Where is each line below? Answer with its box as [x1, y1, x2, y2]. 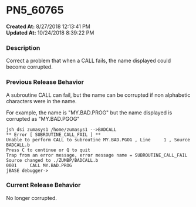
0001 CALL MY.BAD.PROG [6, 162, 72, 168]
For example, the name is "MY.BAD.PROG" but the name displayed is [6, 109, 173, 116]
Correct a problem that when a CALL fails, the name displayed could [6, 57, 171, 65]
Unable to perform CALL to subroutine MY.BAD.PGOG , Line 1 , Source [6, 137, 191, 142]
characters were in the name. [6, 97, 77, 104]
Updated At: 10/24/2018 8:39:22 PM [6, 29, 94, 36]
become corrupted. [6, 63, 53, 70]
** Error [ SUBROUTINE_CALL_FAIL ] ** [6, 131, 101, 138]
